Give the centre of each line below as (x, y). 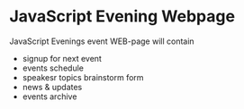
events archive (50, 96)
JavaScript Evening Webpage (122, 17)
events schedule (53, 68)
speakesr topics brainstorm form (83, 77)
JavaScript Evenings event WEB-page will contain (102, 41)
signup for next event (62, 58)
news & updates (52, 87)
